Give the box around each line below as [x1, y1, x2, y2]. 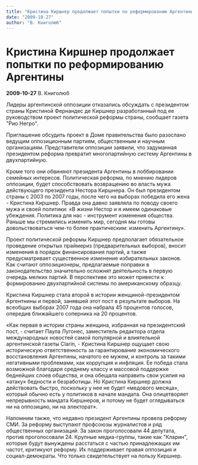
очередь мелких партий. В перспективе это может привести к [6, 274, 164, 281]
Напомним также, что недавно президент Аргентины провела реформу [6, 415, 187, 422]
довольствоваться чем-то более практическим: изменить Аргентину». [6, 225, 186, 232]
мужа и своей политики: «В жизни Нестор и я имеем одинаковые [6, 206, 172, 213]
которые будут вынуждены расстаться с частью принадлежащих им [6, 440, 180, 447]
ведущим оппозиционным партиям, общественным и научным [6, 138, 165, 145]
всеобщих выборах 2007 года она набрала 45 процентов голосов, [6, 304, 174, 311]
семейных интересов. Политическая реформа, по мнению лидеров [6, 174, 177, 181]
